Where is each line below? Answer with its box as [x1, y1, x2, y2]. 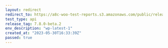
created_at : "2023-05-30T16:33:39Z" [5, 30, 81, 35]
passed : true [5, 35, 32, 40]
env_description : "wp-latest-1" [5, 26, 72, 31]
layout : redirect [5, 7, 41, 12]
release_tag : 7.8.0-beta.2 [5, 21, 61, 26]
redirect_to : [5, 12, 32, 17]
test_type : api [5, 16, 37, 21]
